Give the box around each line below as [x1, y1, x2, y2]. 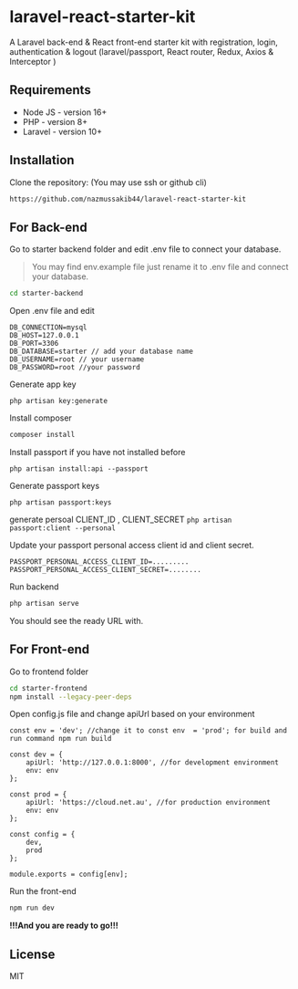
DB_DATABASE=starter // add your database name [9, 347, 194, 357]
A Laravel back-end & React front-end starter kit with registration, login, [9, 36, 278, 47]
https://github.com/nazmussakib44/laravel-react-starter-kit [9, 194, 247, 203]
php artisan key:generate [9, 397, 108, 406]
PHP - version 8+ [22, 116, 88, 127]
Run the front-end [9, 886, 77, 897]
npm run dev [9, 903, 55, 913]
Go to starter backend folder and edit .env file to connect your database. [9, 244, 282, 255]
